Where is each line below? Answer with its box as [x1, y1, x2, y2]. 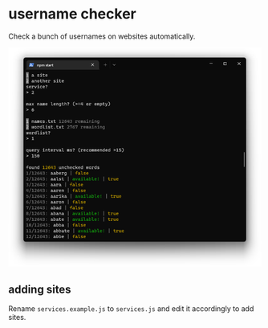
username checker [8, 5, 136, 23]
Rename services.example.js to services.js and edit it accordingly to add [8, 304, 254, 314]
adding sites [8, 282, 71, 296]
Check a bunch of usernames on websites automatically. [8, 31, 196, 41]
